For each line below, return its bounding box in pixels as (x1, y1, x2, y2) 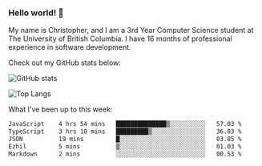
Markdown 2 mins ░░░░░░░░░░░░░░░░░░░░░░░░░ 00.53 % (8, 150, 242, 158)
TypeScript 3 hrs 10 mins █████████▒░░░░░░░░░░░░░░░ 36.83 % (8, 128, 242, 136)
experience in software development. (8, 43, 131, 52)
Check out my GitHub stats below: (8, 58, 122, 67)
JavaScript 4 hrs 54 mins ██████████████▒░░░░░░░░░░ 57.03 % (8, 120, 242, 128)
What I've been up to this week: (8, 104, 113, 115)
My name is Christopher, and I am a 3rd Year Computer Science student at (8, 26, 254, 35)
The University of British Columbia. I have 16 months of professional (8, 34, 232, 43)
